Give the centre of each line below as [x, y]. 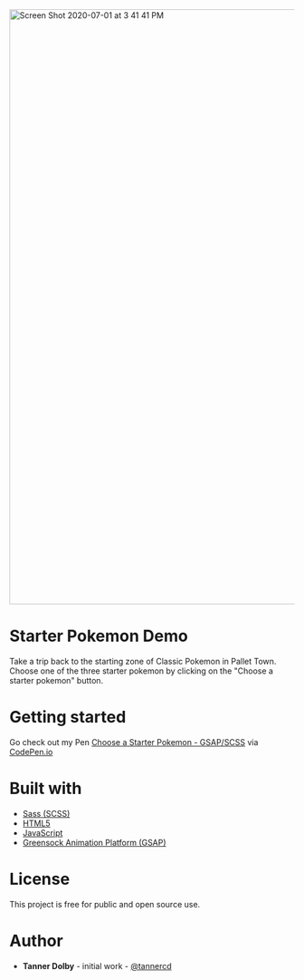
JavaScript [43, 832]
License [40, 879]
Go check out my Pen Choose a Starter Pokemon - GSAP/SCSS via [134, 742]
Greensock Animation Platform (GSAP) [94, 842]
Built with [46, 789]
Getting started [68, 718]
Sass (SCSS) [46, 813]
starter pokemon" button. [57, 680]
